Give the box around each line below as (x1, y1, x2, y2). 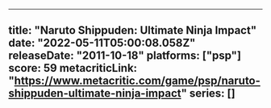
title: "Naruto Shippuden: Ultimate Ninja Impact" (8, 23, 256, 37)
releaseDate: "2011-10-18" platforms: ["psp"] (8, 49, 242, 63)
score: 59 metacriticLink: (8, 61, 138, 75)
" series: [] (181, 86, 236, 101)
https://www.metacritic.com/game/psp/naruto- (14, 74, 261, 88)
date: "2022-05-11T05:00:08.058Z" (8, 36, 196, 50)
